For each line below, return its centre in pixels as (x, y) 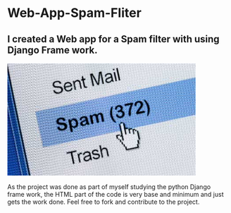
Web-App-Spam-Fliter (75, 13)
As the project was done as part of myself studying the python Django (109, 187)
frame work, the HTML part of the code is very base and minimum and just (115, 194)
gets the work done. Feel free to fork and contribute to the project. (104, 202)
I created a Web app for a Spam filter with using (113, 39)
